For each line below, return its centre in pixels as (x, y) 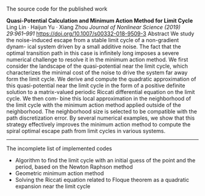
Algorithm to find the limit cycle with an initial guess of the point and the (105, 160)
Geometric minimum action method (59, 173)
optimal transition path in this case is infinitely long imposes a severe (93, 53)
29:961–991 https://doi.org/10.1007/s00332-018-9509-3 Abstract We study (100, 34)
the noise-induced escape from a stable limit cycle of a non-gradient (93, 40)
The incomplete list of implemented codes (59, 148)
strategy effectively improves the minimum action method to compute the (99, 124)
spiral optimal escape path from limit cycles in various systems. (86, 131)
